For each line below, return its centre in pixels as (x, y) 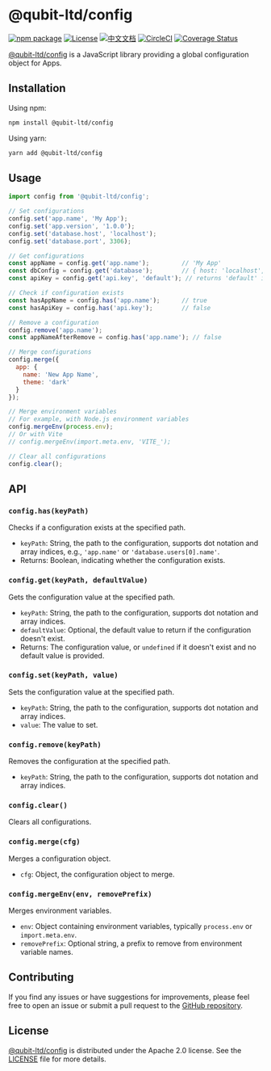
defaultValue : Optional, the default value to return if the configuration (135, 630)
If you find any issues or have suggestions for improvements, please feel (129, 997)
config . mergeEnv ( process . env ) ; (61, 427)
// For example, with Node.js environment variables (99, 419)
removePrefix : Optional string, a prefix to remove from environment (131, 943)
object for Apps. (35, 63)
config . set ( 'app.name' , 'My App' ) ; (68, 219)
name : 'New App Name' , (61, 374)
